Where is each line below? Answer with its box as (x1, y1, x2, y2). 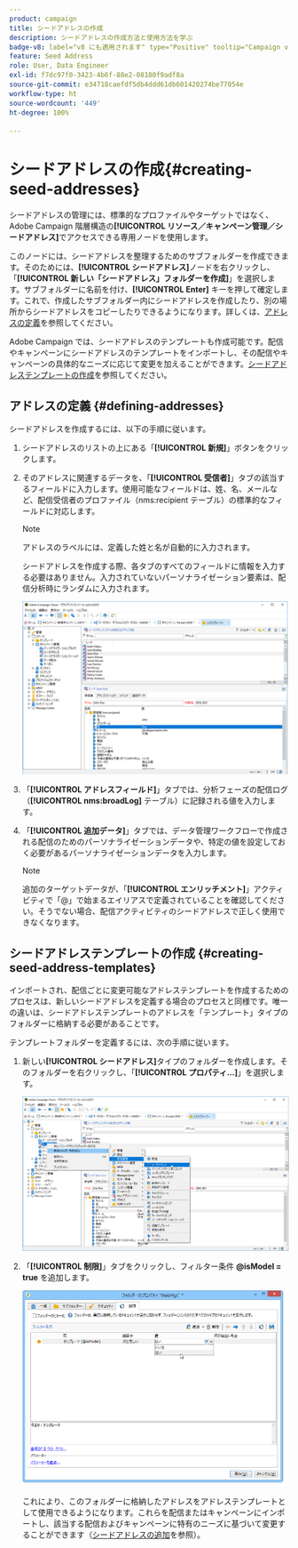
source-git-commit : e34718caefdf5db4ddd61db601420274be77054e (9, 80, 244, 89)
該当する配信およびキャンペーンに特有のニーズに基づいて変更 (52, 1519, 278, 1529)
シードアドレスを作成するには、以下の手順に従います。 (9, 423, 211, 434)
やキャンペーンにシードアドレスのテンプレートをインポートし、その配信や (9, 348, 281, 358)
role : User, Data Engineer (9, 61, 109, 70)
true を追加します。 (21, 1271, 95, 1282)
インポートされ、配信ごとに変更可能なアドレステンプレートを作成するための (9, 985, 289, 996)
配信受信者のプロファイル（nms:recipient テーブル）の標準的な (37, 494, 268, 505)
